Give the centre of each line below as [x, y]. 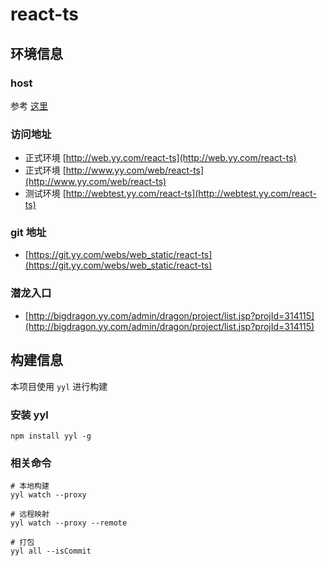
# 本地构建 [30, 486]
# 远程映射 [30, 514]
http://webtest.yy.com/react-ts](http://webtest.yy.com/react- [191, 194]
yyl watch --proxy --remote [69, 523]
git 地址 [28, 233]
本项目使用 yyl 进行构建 [59, 386]
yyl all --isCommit [51, 551]
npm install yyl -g [51, 436]
